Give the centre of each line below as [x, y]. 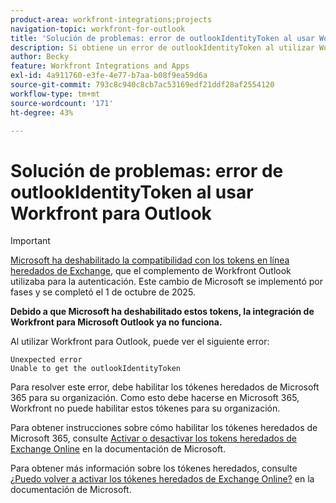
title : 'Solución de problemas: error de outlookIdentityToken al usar [162, 38]
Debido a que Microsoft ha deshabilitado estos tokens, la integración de [162, 312]
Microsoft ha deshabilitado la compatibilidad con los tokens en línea [150, 260]
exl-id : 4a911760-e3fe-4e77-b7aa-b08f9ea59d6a [109, 76]
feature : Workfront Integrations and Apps [100, 66]
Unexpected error [46, 360]
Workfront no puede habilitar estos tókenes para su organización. [145, 408]
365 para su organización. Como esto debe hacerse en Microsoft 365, [155, 398]
